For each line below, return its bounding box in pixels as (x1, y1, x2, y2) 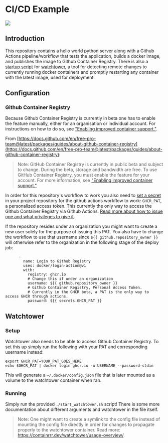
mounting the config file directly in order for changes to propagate (17, 421, 154, 427)
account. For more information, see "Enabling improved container (17, 177, 153, 184)
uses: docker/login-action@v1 (23, 263, 86, 268)
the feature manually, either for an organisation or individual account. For (5, 120, 156, 126)
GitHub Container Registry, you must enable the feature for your (17, 172, 150, 178)
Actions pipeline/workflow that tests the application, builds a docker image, (5, 53, 161, 59)
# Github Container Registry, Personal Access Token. (27, 285, 142, 290)
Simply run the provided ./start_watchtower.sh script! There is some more (5, 401, 160, 407)
